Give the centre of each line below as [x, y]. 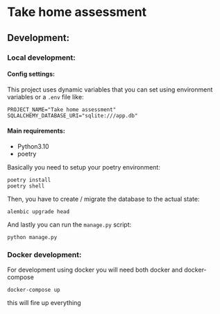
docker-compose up [34, 290]
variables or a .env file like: [46, 97]
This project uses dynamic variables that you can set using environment [110, 89]
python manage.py [32, 237]
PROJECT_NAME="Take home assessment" [62, 109]
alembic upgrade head [39, 212]
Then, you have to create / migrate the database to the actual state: [103, 199]
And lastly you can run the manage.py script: [69, 224]
